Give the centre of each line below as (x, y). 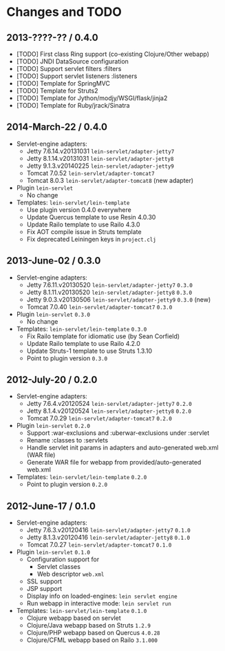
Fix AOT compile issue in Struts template (84, 231)
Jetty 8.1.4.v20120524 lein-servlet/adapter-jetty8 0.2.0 (109, 411)
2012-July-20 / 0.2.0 (52, 380)
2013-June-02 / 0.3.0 (54, 261)
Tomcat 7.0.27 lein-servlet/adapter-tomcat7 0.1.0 (99, 545)
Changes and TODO (64, 12)
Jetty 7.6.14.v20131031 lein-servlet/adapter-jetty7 (100, 151)
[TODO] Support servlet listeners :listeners (77, 76)
